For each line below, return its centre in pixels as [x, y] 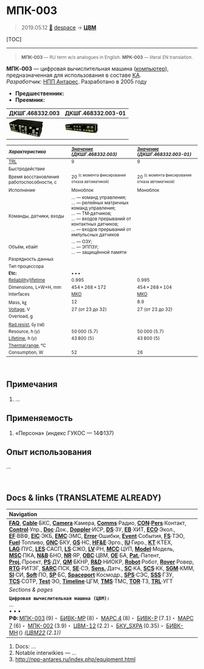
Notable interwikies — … [46, 653]
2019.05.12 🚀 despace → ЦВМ [59, 27]
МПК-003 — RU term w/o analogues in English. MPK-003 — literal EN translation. [107, 57]
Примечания [32, 384]
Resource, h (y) [24, 331]
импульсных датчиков [95, 235]
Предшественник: [39, 93]
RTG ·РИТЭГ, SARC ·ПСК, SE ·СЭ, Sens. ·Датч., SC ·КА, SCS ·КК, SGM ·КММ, [102, 568]
